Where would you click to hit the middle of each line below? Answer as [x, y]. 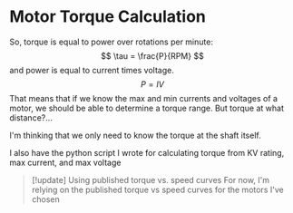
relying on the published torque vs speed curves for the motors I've [157, 189]
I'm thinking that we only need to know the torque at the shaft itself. [135, 135]
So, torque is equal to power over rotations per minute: [111, 42]
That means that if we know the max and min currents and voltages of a [144, 98]
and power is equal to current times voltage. [92, 70]
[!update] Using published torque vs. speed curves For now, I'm [151, 179]
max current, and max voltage [65, 162]
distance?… [31, 117]
